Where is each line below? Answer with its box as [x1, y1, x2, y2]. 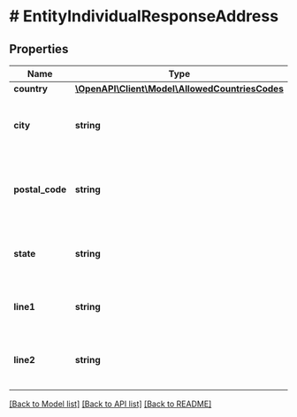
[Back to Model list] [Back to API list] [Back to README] [9, 398, 212, 409]
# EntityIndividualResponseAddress [9, 6, 279, 27]
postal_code [13, 183, 67, 196]
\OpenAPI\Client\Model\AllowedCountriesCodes [74, 82, 285, 95]
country [13, 82, 49, 95]
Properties [9, 42, 69, 57]
